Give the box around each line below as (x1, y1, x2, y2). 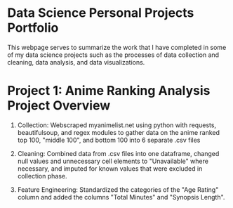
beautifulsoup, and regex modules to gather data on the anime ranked (17, 128, 220, 136)
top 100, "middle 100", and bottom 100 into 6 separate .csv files (17, 136, 201, 144)
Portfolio (7, 20, 59, 36)
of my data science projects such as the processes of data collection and (7, 51, 220, 59)
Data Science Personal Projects (7, 5, 194, 21)
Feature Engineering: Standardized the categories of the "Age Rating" (17, 185, 219, 194)
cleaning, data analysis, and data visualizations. (7, 58, 145, 66)
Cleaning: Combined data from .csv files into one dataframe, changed (17, 149, 220, 157)
